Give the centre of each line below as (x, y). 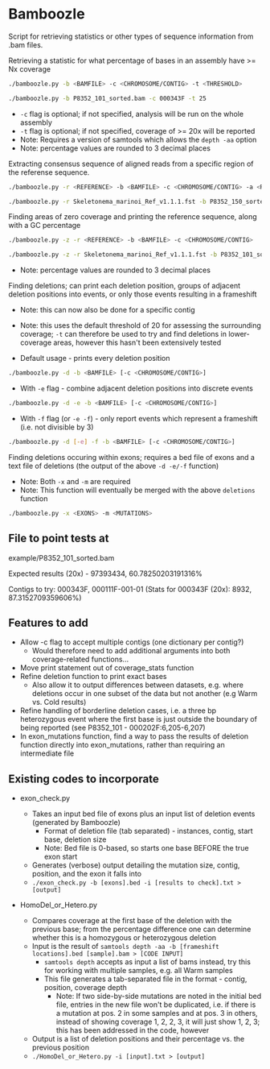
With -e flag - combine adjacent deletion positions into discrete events (136, 388)
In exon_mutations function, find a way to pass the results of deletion (134, 736)
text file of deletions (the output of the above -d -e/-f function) (114, 466)
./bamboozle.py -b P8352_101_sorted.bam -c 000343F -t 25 (107, 98)
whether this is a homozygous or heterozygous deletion (124, 938)
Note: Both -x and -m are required (75, 481)
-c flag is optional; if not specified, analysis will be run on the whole (131, 114)
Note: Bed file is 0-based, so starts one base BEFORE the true (146, 848)
